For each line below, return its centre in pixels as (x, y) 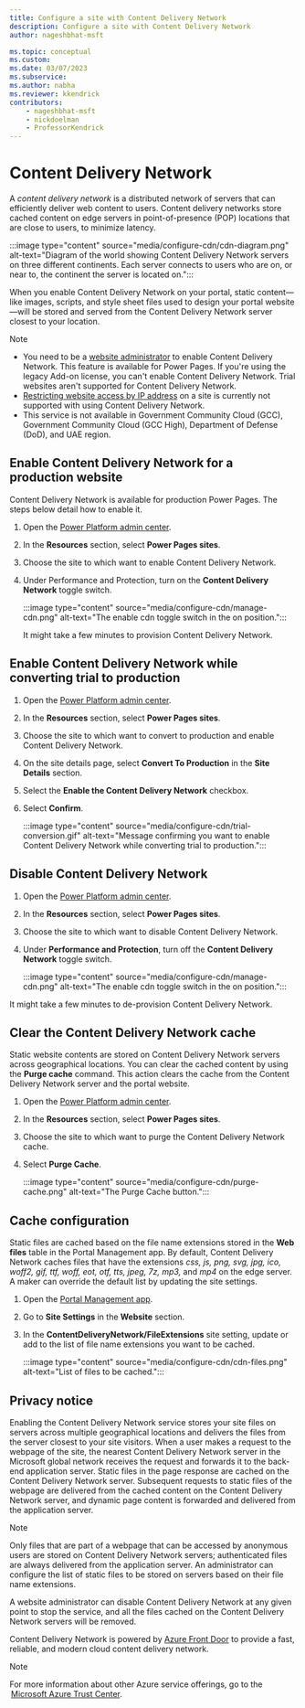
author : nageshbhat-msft (57, 35)
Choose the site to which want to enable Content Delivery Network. (149, 562)
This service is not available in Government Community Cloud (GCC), (152, 415)
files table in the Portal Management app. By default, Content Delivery (142, 1253)
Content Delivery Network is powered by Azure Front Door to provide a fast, (152, 1639)
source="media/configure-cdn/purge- (187, 1182)
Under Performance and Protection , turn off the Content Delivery (148, 949)
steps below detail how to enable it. (76, 509)
